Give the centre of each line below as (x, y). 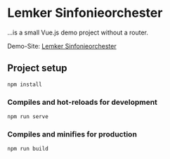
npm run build (28, 149)
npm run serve (28, 117)
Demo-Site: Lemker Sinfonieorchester (62, 46)
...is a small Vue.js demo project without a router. (78, 32)
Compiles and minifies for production (72, 134)
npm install (25, 84)
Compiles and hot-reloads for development (83, 102)
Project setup (38, 68)
